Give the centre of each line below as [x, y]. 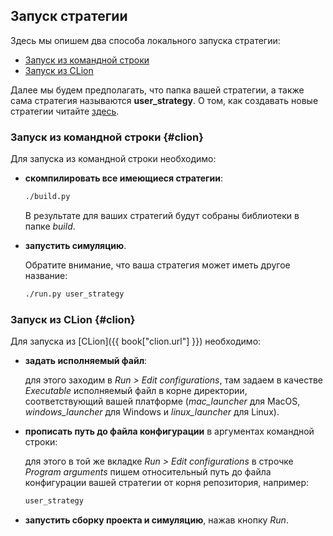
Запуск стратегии [69, 16]
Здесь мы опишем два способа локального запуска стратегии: [145, 40]
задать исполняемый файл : [86, 361]
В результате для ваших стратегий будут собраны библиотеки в [162, 215]
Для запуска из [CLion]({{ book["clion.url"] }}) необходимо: [136, 341]
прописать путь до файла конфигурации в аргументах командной [169, 431]
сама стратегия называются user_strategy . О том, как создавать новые [164, 100]
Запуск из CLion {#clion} [73, 319]
